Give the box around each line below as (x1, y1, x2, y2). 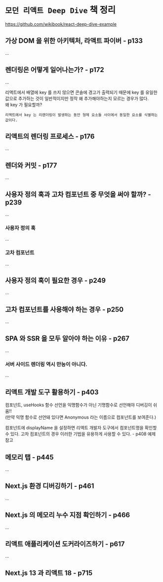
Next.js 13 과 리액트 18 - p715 (5, 569, 93, 577)
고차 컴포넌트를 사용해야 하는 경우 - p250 (5, 305, 124, 313)
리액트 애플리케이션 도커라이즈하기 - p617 (5, 540, 125, 548)
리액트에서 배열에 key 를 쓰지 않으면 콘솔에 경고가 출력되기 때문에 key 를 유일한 (5, 89, 158, 95)
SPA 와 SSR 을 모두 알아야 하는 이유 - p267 (5, 334, 130, 343)
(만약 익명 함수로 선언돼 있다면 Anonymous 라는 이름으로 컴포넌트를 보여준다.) (5, 414, 157, 420)
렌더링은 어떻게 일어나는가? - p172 (5, 66, 105, 74)
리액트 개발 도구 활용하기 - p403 (5, 388, 99, 396)
